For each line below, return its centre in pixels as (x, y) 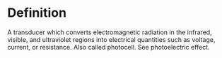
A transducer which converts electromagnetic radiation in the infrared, (110, 32)
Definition (37, 13)
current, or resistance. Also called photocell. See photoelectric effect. (109, 47)
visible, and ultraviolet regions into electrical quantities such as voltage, (111, 39)
